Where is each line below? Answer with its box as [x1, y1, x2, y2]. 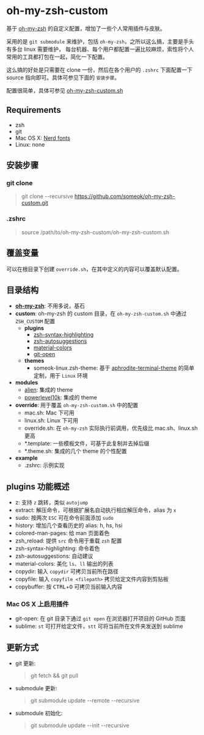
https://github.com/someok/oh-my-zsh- [74, 192, 175, 200]
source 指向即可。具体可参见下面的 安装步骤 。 [6, 74, 120, 81]
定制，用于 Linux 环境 [33, 372, 89, 379]
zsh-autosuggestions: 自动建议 [15, 552, 93, 560]
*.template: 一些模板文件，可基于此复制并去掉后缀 [24, 440, 150, 447]
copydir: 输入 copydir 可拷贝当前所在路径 [15, 568, 119, 575]
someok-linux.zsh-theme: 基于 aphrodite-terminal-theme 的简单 [33, 364, 194, 371]
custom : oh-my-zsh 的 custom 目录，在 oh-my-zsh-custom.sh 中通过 [15, 310, 187, 318]
